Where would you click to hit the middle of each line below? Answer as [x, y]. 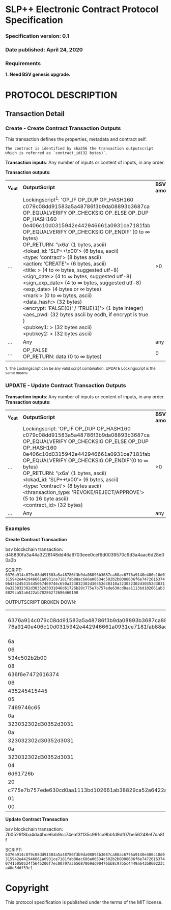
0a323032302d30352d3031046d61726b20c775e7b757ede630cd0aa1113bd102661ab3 [85, 589]
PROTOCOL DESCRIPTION [61, 95]
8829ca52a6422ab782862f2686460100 [42, 593]
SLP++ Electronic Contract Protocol [82, 9]
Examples [18, 529]
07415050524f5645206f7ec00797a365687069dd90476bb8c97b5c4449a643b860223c [85, 864]
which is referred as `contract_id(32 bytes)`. [57, 153]
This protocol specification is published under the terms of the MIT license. [84, 902]
